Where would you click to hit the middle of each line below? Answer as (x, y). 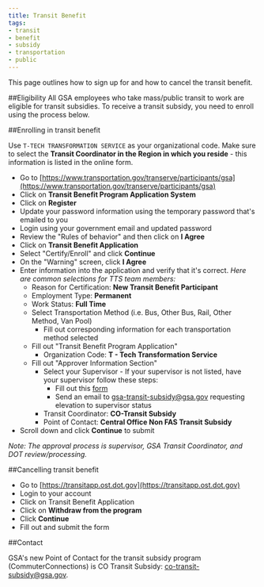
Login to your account (55, 493)
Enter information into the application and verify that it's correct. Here (133, 270)
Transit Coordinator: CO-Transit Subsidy (109, 413)
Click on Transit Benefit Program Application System (107, 194)
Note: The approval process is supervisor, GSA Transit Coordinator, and (126, 446)
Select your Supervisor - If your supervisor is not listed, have (142, 371)
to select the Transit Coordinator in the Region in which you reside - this (128, 153)
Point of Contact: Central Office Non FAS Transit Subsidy (138, 422)
